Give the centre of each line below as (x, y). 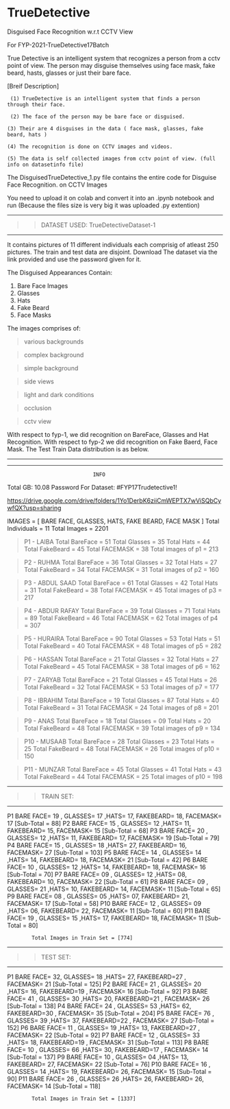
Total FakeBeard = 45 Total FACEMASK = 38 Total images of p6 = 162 (122, 666)
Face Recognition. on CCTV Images (57, 184)
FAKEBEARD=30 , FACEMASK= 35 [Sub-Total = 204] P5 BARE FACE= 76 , (111, 1013)
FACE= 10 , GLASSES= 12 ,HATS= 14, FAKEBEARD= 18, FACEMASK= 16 (107, 867)
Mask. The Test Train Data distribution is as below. (78, 449)
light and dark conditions (59, 394)
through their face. (37, 104)
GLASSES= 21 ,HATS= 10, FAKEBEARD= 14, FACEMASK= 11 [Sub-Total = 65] (114, 889)
